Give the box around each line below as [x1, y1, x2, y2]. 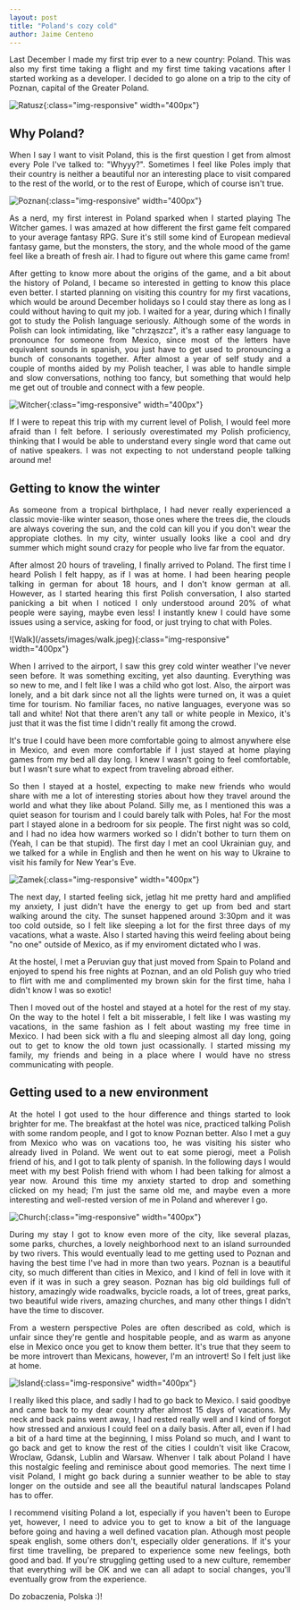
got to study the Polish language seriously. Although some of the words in [9, 316, 291, 326]
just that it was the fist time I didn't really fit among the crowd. [9, 718, 237, 729]
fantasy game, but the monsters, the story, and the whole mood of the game [9, 241, 291, 252]
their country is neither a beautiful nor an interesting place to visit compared [9, 169, 291, 180]
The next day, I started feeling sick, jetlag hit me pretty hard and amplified [9, 891, 291, 902]
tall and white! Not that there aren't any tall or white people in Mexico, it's [9, 708, 291, 719]
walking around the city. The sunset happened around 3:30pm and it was [9, 911, 291, 921]
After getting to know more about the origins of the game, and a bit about [9, 268, 291, 279]
